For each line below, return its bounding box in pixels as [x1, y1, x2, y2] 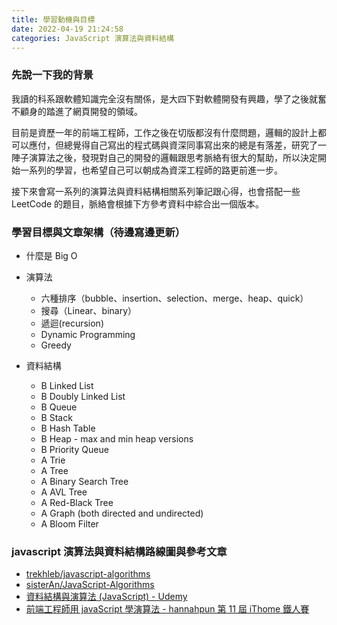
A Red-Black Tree [40, 496, 114, 508]
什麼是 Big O [25, 249, 78, 261]
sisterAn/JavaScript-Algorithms [25, 579, 155, 591]
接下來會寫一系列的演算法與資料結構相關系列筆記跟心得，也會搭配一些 [11, 185, 301, 197]
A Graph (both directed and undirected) [40, 507, 204, 519]
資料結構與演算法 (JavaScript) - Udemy [25, 591, 188, 603]
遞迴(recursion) [40, 317, 104, 329]
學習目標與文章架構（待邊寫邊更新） [11, 225, 186, 239]
